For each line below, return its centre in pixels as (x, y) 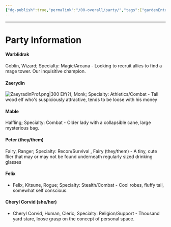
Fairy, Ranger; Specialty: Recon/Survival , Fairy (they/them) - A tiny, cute (81, 151)
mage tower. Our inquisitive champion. (46, 71)
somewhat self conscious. (40, 190)
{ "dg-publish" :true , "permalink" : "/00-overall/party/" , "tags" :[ (74, 10)
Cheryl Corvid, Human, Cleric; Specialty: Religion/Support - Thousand (86, 213)
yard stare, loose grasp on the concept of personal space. (74, 219)
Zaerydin (15, 83)
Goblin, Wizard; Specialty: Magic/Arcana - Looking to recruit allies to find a (84, 66)
